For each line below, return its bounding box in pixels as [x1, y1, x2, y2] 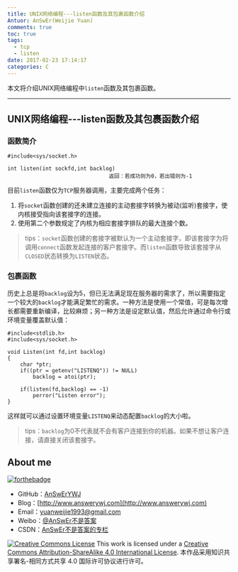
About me [7, 456, 52, 468]
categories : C [7, 63, 50, 70]
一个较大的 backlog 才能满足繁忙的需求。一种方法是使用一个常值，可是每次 [7, 298, 222, 306]
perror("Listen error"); [33, 392, 106, 399]
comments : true [7, 23, 52, 31]
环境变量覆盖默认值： [7, 315, 69, 324]
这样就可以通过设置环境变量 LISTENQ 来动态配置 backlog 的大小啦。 [7, 411, 195, 420]
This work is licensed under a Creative [96, 539, 209, 548]
